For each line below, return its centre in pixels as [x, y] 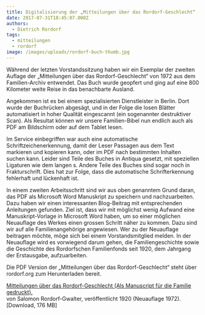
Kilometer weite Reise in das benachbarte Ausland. [70, 89]
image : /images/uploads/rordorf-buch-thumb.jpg [68, 52]
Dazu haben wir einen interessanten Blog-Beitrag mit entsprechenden [94, 203]
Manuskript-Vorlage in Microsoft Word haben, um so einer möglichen [93, 216]
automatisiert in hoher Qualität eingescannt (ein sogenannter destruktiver [99, 114]
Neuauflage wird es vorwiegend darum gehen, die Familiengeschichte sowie [103, 242]
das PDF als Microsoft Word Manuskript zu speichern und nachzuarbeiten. [100, 196]
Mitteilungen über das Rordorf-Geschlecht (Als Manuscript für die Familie [99, 286]
